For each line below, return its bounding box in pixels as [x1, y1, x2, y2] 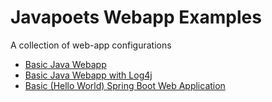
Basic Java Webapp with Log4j [24, 69, 153, 81]
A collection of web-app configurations [10, 39, 172, 51]
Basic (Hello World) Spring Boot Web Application [24, 79, 226, 91]
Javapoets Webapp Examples [10, 6, 262, 29]
